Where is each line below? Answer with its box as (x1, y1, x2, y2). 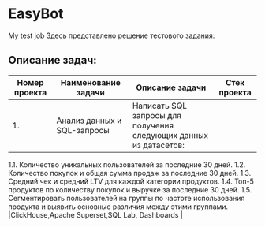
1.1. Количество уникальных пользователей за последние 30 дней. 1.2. (8, 159, 246, 169)
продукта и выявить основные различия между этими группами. (8, 202, 229, 211)
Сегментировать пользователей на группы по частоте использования (8, 193, 245, 203)
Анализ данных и (56, 115, 122, 126)
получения (132, 120, 174, 131)
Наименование (60, 76, 121, 87)
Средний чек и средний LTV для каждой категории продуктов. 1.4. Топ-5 (8, 177, 254, 186)
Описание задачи (136, 82, 207, 93)
